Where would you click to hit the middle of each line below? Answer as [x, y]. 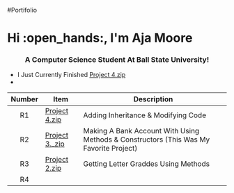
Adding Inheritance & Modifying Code [145, 115]
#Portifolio [22, 10]
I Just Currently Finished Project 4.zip [71, 75]
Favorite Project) [110, 149]
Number [24, 99]
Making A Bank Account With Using [141, 131]
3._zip [55, 144]
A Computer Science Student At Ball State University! [117, 60]
